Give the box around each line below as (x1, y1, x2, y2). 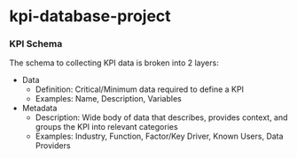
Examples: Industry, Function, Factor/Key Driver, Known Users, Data (35, 131, 284, 142)
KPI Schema (9, 38, 63, 50)
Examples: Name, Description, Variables (35, 94, 182, 104)
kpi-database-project (9, 6, 171, 26)
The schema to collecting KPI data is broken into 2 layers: (9, 57, 219, 68)
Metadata (21, 103, 58, 114)
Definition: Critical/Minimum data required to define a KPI (35, 84, 244, 94)
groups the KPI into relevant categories (35, 122, 179, 132)
